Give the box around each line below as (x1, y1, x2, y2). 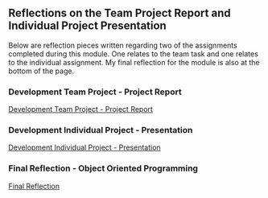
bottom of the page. (8, 66, 75, 76)
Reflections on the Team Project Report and (8, 6, 231, 20)
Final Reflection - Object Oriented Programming (8, 163, 199, 174)
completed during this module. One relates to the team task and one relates (8, 48, 259, 59)
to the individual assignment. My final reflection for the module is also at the (8, 57, 260, 67)
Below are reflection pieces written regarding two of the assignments (8, 40, 237, 50)
